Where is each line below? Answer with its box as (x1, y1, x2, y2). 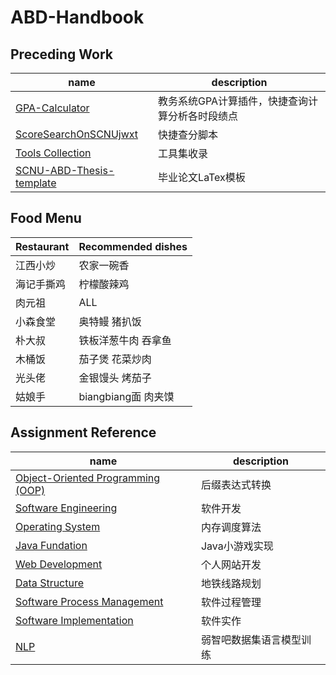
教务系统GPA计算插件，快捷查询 (158, 94, 309, 108)
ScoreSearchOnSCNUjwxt (15, 127, 139, 141)
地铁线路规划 (200, 576, 262, 590)
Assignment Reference (10, 424, 157, 441)
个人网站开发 (200, 557, 262, 571)
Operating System (15, 519, 101, 533)
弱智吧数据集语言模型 (200, 632, 302, 646)
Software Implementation (15, 613, 134, 627)
